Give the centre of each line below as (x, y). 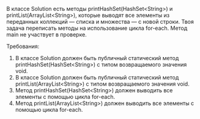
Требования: (23, 46)
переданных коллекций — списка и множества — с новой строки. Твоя (100, 22)
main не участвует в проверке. (46, 35)
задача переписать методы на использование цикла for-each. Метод (97, 28)
